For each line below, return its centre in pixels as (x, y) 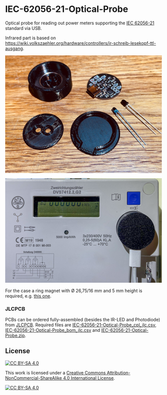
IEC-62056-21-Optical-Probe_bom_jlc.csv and (53, 330)
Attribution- (119, 373)
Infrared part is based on (31, 38)
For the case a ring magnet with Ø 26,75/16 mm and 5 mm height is (74, 291)
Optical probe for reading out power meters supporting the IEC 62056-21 (80, 23)
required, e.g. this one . (28, 296)
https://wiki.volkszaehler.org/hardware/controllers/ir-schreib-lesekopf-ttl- (81, 43)
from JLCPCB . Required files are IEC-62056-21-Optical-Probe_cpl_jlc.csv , (81, 325)
